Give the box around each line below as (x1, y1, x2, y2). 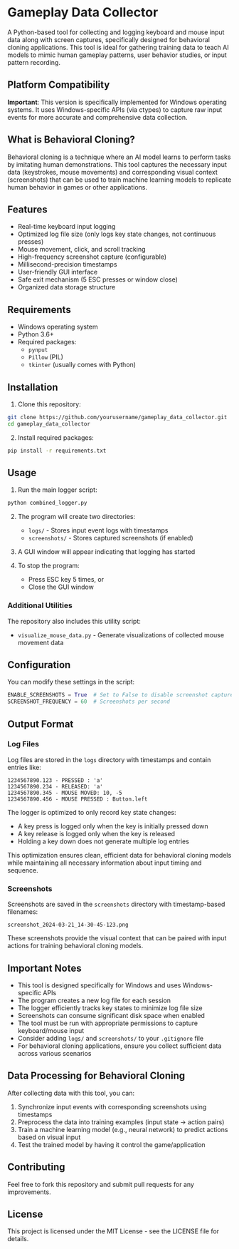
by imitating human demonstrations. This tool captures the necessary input (7, 160, 228, 168)
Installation (7, 381, 58, 393)
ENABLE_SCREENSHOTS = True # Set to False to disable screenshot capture (7, 692, 234, 699)
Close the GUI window (28, 582, 94, 592)
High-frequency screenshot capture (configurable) (17, 252, 167, 261)
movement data (17, 638, 64, 647)
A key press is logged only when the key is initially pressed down (17, 821, 208, 831)
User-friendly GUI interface (17, 268, 98, 277)
